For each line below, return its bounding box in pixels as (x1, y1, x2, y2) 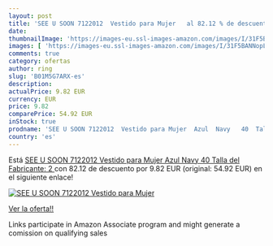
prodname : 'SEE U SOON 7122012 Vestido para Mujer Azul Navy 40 (8, 125, 249, 133)
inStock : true (8, 118, 57, 126)
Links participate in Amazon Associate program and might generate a (8, 219, 240, 229)
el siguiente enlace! (8, 172, 74, 182)
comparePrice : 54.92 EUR (8, 110, 93, 119)
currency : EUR (8, 95, 57, 103)
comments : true (8, 50, 60, 58)
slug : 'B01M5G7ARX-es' (8, 72, 85, 80)
